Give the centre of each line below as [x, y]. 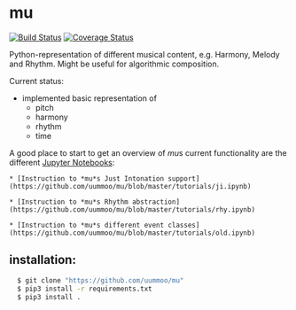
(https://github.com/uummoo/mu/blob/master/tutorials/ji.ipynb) [130, 186]
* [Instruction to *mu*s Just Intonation [87, 178]
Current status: [37, 81]
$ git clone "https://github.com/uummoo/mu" [101, 280]
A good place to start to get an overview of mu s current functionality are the [148, 152]
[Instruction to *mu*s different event [91, 225]
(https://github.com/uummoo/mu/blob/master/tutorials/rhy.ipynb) [132, 209]
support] [184, 178]
